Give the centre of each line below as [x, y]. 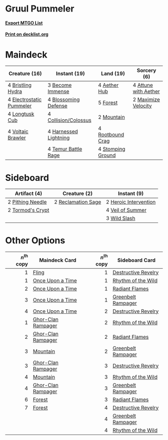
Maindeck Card [58, 260]
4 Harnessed [63, 132]
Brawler [17, 138]
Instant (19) [70, 74]
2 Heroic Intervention [131, 202]
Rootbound [111, 135]
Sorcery [146, 71]
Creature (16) [25, 74]
